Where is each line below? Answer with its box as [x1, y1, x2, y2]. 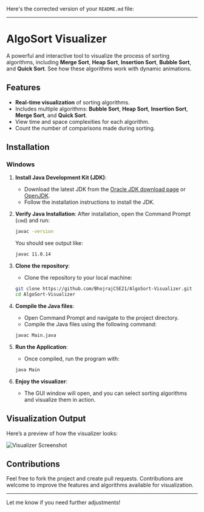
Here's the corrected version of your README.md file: [6, 5, 135, 12]
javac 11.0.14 [15, 251, 51, 257]
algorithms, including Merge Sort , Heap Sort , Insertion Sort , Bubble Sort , [6, 58, 191, 66]
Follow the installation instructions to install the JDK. [24, 198, 155, 206]
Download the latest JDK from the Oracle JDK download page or [24, 186, 186, 193]
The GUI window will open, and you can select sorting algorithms [24, 389, 187, 397]
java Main [15, 366, 41, 372]
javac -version [15, 229, 54, 235]
